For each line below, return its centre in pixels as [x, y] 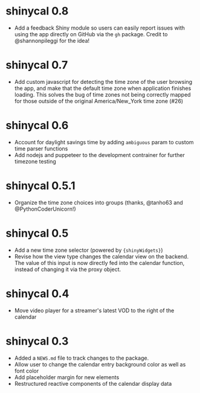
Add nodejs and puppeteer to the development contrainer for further [99, 155]
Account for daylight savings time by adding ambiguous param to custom [104, 142]
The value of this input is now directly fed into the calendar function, [99, 263]
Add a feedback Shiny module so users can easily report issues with [100, 28]
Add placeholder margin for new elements [67, 377]
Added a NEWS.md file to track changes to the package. [82, 358]
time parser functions [41, 149]
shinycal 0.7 [37, 65]
